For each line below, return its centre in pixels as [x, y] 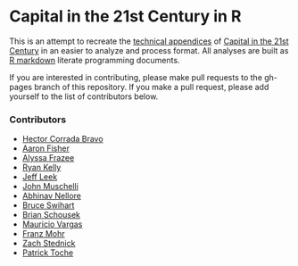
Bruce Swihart [48, 205]
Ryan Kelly [41, 168]
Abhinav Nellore [52, 196]
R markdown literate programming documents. [95, 60]
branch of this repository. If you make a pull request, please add [152, 87]
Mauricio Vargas [52, 224]
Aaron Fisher [46, 148]
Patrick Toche [48, 253]
